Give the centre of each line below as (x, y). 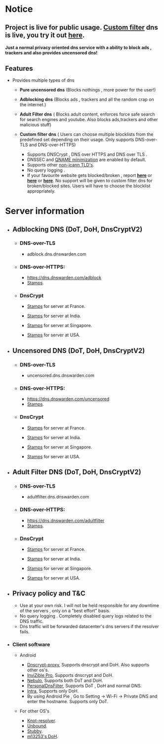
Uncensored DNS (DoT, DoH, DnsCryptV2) (79, 351)
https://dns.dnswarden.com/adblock (64, 278)
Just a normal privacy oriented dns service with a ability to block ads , (78, 47)
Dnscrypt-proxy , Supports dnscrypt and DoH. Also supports (88, 665)
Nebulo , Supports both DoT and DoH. (65, 681)
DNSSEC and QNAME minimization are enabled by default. (87, 160)
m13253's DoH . (42, 737)
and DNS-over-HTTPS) (52, 145)
